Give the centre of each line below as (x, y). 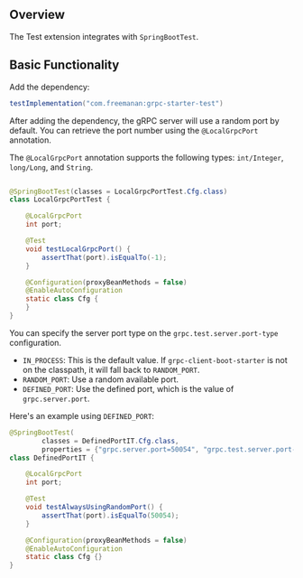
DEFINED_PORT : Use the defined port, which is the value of (128, 388)
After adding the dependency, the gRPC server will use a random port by (144, 120)
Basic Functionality (64, 65)
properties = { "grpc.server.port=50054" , (121, 449)
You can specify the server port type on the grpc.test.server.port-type (144, 332)
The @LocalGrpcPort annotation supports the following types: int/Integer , (147, 157)
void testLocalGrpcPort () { (78, 249)
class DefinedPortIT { (52, 458)
